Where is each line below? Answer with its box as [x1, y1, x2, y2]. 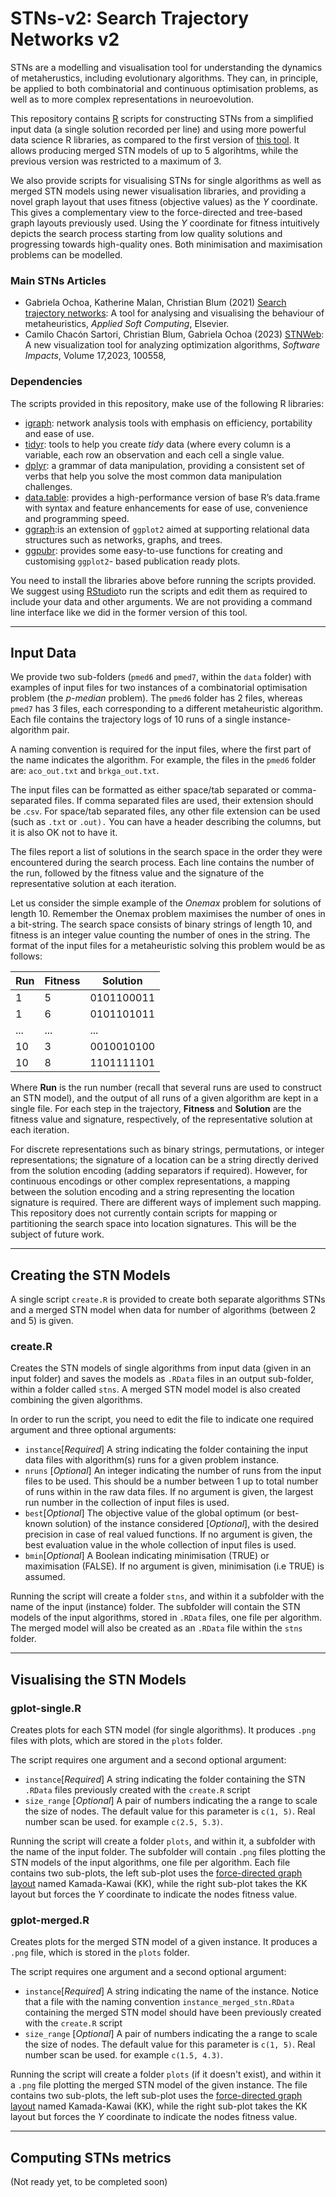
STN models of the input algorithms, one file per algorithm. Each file [10, 1857, 291, 1869]
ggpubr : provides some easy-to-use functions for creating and [24, 544, 283, 556]
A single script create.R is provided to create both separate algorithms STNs [10, 1293, 326, 1306]
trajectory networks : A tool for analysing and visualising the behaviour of [24, 307, 325, 319]
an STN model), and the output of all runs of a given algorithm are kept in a [10, 1092, 319, 1104]
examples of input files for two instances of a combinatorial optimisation [10, 682, 308, 694]
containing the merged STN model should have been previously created [24, 2007, 322, 2019]
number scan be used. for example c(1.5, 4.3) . [24, 2049, 224, 2061]
